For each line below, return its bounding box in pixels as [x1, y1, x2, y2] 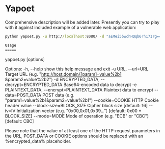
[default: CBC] [5, 118, 34, 124]
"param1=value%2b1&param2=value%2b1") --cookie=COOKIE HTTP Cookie [5, 97, 159, 103]
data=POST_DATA [5, 92, 42, 98]
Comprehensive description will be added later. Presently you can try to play [5, 19, 160, 25]
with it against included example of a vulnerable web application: [5, 24, 137, 30]
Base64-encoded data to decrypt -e [63, 82, 137, 88]
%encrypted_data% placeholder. [5, 138, 72, 144]
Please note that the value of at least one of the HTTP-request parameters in [5, 127, 160, 133]
